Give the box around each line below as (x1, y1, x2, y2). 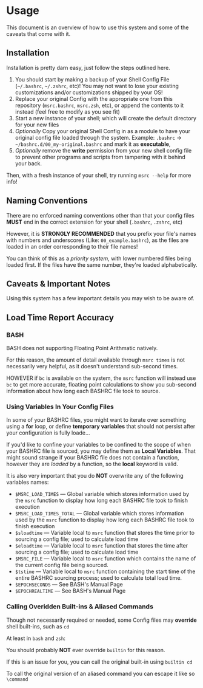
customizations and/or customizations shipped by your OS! (15, 89, 163, 96)
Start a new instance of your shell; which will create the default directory (15, 114, 197, 122)
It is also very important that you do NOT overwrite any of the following (6, 472, 184, 480)
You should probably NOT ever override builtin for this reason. (6, 646, 165, 653)
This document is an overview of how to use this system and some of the (6, 24, 189, 31)
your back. (15, 159, 42, 167)
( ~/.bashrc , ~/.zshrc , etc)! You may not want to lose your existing (15, 82, 179, 89)
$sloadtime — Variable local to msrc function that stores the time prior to (15, 529, 195, 537)
